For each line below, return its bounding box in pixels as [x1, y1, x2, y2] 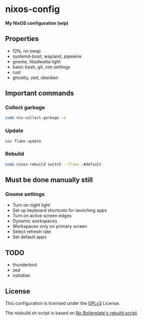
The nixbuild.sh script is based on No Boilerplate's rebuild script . [5, 309, 138, 316]
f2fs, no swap [12, 48, 41, 54]
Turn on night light [12, 202, 50, 208]
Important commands [5, 89, 74, 98]
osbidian [12, 272, 30, 278]
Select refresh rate [12, 229, 51, 235]
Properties [5, 35, 39, 43]
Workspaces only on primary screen [12, 223, 87, 229]
